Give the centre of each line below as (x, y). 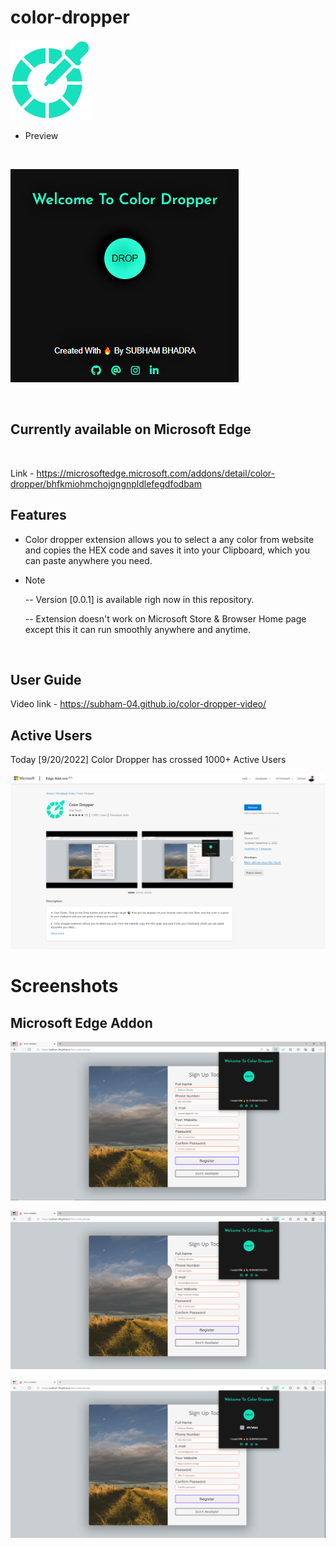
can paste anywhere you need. (88, 560)
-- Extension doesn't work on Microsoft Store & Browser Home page (165, 618)
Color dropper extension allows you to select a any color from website (169, 539)
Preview (41, 135)
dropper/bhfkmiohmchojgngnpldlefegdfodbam (106, 483)
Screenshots (64, 986)
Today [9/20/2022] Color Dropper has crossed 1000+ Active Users (148, 760)
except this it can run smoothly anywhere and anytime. (138, 629)
